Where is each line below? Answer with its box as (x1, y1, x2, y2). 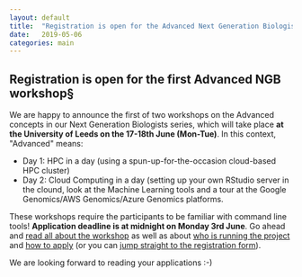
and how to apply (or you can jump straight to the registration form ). (9, 240, 262, 251)
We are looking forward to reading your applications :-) (9, 257, 213, 268)
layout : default (9, 13, 70, 22)
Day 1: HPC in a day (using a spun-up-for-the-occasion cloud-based (22, 156, 277, 166)
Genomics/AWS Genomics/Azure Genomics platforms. (22, 194, 224, 205)
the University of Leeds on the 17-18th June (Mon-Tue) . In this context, (9, 129, 277, 139)
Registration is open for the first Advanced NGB (9, 71, 281, 86)
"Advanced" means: (9, 138, 84, 149)
